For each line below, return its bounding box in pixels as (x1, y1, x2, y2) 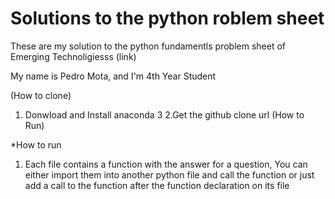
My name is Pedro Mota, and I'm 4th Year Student (10, 70, 217, 82)
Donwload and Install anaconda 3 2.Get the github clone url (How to (24, 108, 305, 121)
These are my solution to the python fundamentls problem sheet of (10, 40, 287, 52)
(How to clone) (10, 89, 72, 101)
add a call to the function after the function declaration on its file (24, 179, 290, 191)
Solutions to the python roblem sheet (10, 7, 325, 30)
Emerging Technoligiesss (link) (10, 50, 137, 62)
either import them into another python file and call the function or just (24, 168, 315, 181)
